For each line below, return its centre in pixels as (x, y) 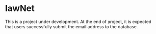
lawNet (20, 8)
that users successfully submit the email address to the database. (72, 26)
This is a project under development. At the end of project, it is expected (78, 22)
